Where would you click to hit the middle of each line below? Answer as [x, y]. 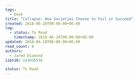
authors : [14, 51]
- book [16, 14]
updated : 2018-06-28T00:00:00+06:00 [43, 42]
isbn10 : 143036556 [24, 60]
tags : [11, 10]
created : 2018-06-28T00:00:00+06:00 [43, 23]
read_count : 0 [20, 46]
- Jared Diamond [26, 56]
